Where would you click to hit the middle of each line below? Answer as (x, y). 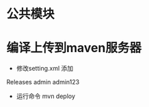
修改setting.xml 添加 (45, 69)
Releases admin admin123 (43, 82)
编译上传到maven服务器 (74, 48)
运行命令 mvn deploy (46, 96)
